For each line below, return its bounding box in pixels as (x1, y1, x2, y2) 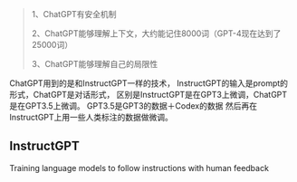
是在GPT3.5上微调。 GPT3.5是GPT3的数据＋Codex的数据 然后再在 (9, 101, 258, 111)
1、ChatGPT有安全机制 (31, 9, 117, 19)
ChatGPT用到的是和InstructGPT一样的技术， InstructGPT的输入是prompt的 (9, 78, 288, 89)
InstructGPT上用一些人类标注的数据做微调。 (9, 112, 174, 122)
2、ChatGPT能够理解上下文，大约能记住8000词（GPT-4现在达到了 (31, 28, 282, 39)
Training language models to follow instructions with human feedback (9, 162, 270, 173)
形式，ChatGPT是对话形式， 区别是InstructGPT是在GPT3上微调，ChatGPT (9, 90, 288, 100)
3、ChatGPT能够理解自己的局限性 (31, 59, 158, 69)
